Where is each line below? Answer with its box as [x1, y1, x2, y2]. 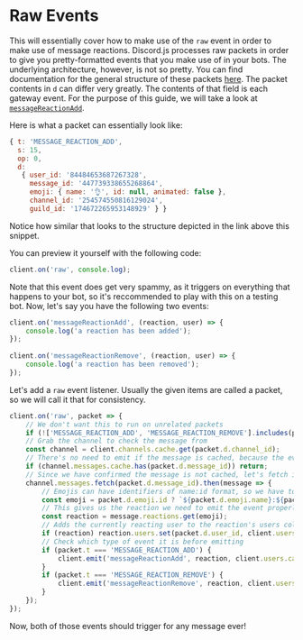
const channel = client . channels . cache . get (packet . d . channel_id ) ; [25, 445, 280, 454]
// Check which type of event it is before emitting [41, 537, 244, 546]
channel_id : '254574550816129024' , [29, 196, 164, 206]
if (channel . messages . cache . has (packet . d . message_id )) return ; [25, 462, 269, 471]
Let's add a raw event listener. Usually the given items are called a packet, [9, 384, 283, 395]
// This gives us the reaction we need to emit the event [41, 504, 264, 513]
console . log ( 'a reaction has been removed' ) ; [25, 360, 200, 370]
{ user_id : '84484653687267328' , [21, 170, 147, 180]
